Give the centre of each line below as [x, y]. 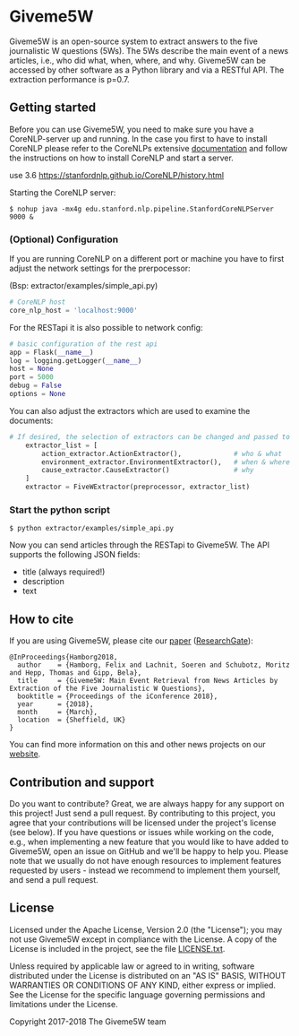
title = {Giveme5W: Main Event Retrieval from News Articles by [148, 681]
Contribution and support [82, 782]
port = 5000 [31, 377]
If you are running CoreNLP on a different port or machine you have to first [147, 259]
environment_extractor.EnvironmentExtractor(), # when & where [166, 462]
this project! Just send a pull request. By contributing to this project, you [142, 813]
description [43, 582]
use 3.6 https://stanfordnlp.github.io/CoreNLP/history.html [117, 175]
